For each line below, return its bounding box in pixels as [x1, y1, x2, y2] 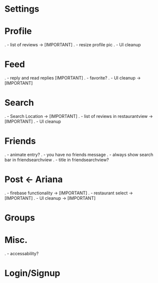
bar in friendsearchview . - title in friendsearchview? [4, 157, 109, 163]
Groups [4, 212, 35, 224]
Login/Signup [4, 268, 60, 279]
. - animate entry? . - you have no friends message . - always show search [4, 151, 154, 157]
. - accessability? [4, 251, 39, 256]
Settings [4, 3, 39, 15]
